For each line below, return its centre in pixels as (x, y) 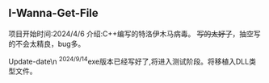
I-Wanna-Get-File (53, 13)
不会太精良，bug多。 (50, 44)
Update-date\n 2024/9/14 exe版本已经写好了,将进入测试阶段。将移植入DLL (129, 60)
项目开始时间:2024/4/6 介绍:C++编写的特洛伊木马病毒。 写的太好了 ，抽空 (131, 33)
